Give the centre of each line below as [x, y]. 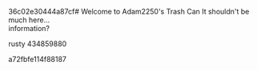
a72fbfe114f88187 [37, 59]
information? [29, 28]
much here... [29, 20]
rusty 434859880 [38, 44]
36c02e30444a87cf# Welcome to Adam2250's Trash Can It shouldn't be [129, 12]
